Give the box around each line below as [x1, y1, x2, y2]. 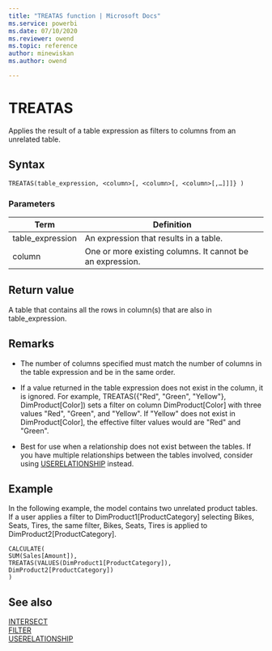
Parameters [8, 198, 55, 209]
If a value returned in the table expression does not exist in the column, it [19, 382, 264, 393]
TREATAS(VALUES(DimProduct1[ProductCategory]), [8, 560, 172, 568]
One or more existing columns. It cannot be [84, 245, 249, 257]
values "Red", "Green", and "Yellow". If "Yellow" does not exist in [19, 408, 236, 418]
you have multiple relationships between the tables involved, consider [19, 450, 253, 460]
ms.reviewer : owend [8, 34, 74, 43]
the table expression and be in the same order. [19, 367, 176, 377]
